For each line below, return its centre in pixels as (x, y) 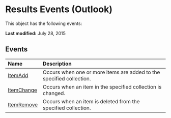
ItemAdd (18, 75)
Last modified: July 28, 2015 (36, 33)
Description (57, 64)
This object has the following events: (44, 23)
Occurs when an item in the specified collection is (102, 86)
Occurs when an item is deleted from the (91, 101)
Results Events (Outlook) (59, 9)
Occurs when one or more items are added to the (101, 72)
